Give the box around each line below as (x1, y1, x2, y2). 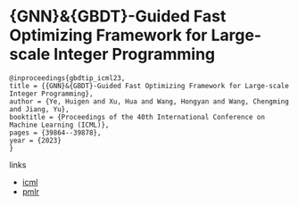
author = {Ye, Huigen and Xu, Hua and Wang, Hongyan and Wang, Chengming (9, 96, 290, 106)
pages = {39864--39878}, (9, 128, 102, 137)
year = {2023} (9, 136, 62, 144)
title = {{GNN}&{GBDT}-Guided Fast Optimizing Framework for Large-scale (9, 81, 290, 90)
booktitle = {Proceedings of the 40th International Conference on (9, 112, 266, 121)
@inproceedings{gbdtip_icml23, (9, 73, 126, 82)
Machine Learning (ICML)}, (9, 120, 110, 129)
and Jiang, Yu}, (9, 104, 70, 113)
